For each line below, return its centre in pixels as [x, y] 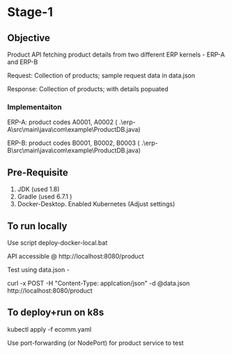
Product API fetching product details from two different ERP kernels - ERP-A [116, 54]
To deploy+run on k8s [56, 313]
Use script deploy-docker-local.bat [57, 243]
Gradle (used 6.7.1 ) [45, 197]
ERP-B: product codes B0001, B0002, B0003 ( [74, 143]
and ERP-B [23, 62]
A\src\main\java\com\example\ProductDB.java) [74, 130]
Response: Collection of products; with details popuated [88, 89]
